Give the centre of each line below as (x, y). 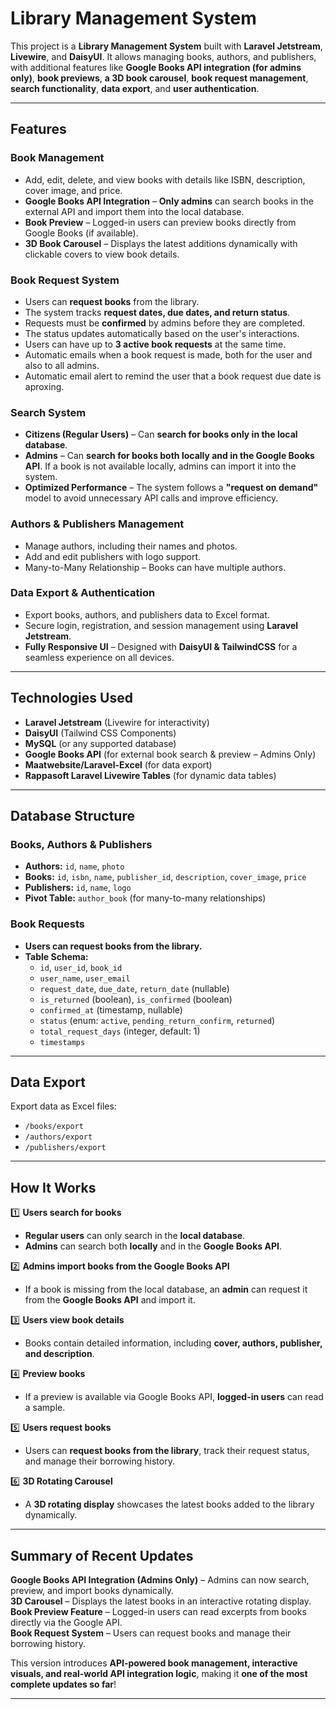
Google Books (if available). (81, 233)
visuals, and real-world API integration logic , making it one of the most (159, 1674)
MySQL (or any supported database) (100, 743)
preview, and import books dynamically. (92, 1591)
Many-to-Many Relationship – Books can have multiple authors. (155, 567)
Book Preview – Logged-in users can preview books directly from (160, 222)
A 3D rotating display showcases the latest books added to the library (169, 1504)
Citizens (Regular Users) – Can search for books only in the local (161, 434)
